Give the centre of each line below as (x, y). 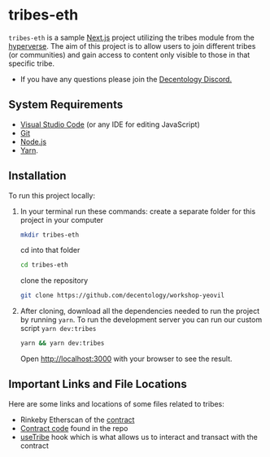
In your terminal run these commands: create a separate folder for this (138, 211)
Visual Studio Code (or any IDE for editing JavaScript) (110, 124)
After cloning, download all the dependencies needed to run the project (140, 311)
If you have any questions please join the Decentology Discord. (126, 79)
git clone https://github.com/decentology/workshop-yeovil (122, 296)
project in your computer (62, 220)
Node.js (33, 141)
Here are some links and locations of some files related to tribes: (117, 403)
